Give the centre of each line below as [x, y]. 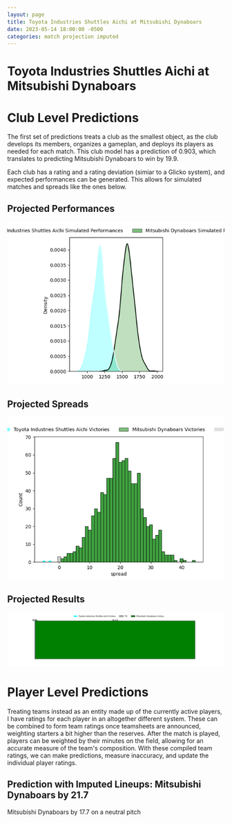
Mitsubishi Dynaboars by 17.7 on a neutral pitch [74, 812]
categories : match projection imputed [63, 37]
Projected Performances [61, 208]
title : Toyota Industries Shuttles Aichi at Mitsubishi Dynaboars [105, 22]
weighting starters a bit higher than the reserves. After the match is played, [114, 733]
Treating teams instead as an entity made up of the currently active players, [115, 711]
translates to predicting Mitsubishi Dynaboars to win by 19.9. [93, 159]
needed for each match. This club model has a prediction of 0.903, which [112, 151]
